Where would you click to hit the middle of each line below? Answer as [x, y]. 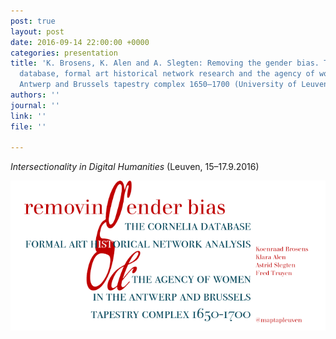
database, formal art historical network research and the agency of [167, 74]
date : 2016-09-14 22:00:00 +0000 [80, 42]
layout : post [37, 31]
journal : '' [35, 105]
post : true [33, 21]
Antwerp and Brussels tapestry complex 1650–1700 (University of [158, 85]
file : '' [28, 126]
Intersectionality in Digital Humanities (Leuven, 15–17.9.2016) [135, 167]
